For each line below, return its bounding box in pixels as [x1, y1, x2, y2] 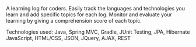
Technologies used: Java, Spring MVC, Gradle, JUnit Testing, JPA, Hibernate [6, 28, 190, 35]
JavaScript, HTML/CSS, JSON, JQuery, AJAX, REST [6, 35, 131, 41]
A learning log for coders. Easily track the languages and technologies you [6, 5, 185, 12]
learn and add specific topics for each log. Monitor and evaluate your [6, 11, 172, 18]
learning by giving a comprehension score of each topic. [6, 17, 142, 24]
